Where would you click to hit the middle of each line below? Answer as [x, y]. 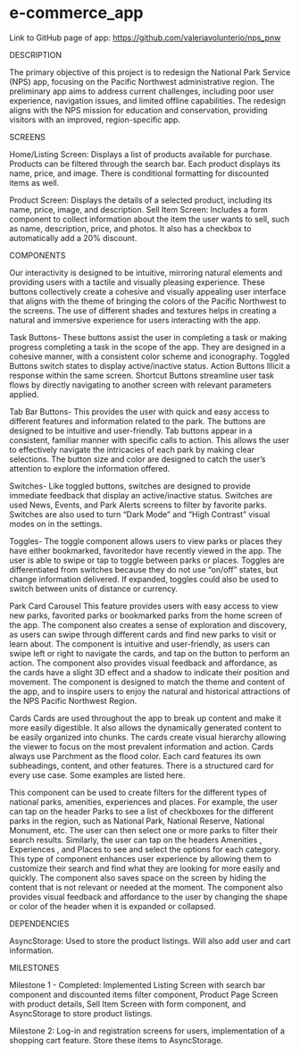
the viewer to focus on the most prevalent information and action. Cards [142, 746]
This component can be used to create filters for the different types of [138, 792]
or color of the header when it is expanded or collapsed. [112, 906]
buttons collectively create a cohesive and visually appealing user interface [148, 291]
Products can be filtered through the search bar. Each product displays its [145, 163]
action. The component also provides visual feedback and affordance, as [144, 663]
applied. [24, 394]
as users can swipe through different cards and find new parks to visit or [143, 634]
